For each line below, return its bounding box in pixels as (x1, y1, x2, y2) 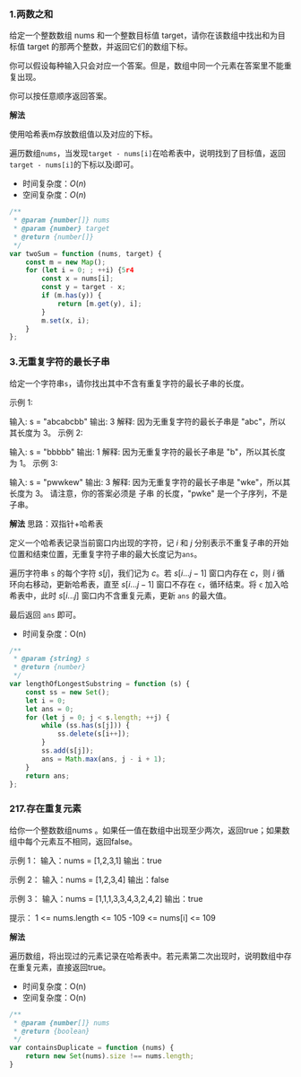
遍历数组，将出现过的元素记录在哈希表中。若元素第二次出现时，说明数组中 (9, 950, 284, 961)
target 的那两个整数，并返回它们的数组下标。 (26, 41, 193, 52)
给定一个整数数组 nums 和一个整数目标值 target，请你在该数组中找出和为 (9, 30, 278, 41)
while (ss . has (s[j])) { (41, 721, 130, 730)
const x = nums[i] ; (41, 274, 115, 284)
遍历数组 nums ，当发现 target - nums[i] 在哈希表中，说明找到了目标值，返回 (9, 148, 287, 159)
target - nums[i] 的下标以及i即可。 (9, 159, 139, 170)
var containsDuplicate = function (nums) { (9, 1044, 175, 1053)
